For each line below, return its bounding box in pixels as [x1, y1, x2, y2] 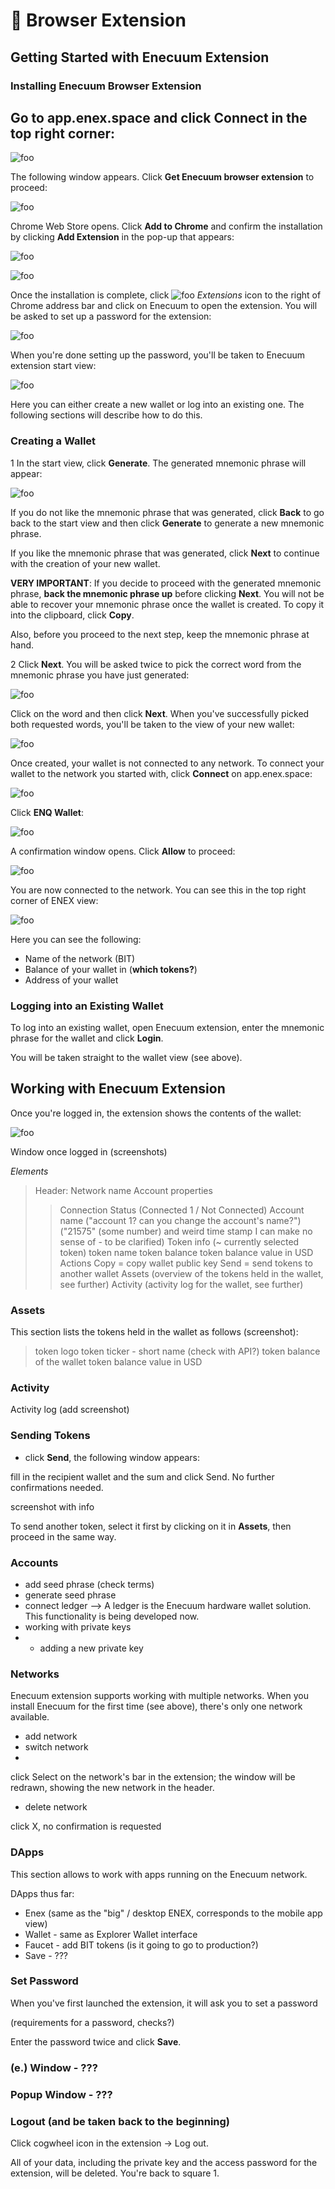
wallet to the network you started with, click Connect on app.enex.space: [10, 767, 313, 779]
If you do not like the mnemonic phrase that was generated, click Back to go [10, 506, 325, 518]
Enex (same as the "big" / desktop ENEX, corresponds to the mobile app [24, 1907, 323, 1919]
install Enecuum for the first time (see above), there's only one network [10, 1700, 303, 1713]
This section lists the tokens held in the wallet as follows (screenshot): [10, 1326, 299, 1338]
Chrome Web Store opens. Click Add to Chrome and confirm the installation [10, 220, 323, 233]
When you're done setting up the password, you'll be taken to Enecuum [10, 349, 306, 361]
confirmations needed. [10, 1481, 104, 1493]
